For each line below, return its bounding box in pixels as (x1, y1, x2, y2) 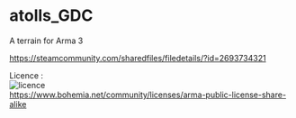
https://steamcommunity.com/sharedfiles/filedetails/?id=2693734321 (9, 52, 267, 63)
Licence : (9, 69, 43, 81)
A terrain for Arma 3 (9, 35, 84, 46)
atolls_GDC (9, 5, 94, 26)
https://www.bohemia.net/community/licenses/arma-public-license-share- (9, 89, 286, 100)
